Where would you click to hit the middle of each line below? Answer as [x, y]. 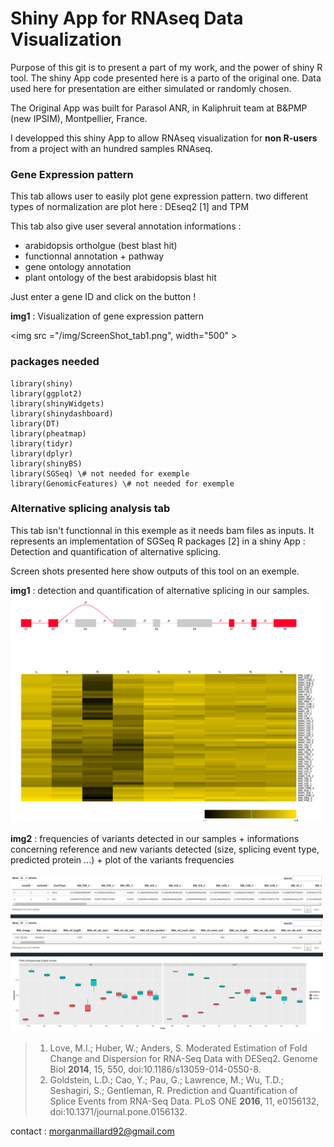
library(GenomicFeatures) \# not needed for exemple [122, 483]
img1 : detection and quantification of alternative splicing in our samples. [160, 590]
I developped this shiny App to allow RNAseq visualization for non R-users [164, 138]
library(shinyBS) [46, 463]
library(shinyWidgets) [57, 403]
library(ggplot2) [46, 393]
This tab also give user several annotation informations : [126, 226]
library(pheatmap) [48, 433]
